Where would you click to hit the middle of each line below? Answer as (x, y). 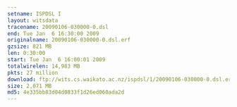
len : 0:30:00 (26, 53)
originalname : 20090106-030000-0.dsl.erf (69, 40)
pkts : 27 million (33, 73)
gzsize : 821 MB (30, 46)
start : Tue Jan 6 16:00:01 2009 (56, 60)
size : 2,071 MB (30, 86)
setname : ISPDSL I (34, 14)
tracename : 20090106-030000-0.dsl (58, 27)
